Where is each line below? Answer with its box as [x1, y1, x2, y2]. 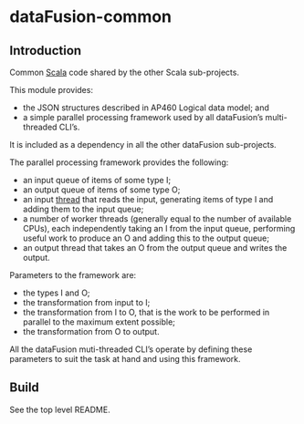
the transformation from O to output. [22, 326, 160, 336]
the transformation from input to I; [22, 297, 151, 307]
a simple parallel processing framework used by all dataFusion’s [22, 112, 264, 122]
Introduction [9, 43, 82, 58]
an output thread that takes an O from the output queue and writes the [22, 243, 288, 253]
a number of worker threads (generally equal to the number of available [22, 213, 292, 224]
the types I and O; [22, 287, 90, 298]
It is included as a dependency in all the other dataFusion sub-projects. [9, 140, 277, 150]
